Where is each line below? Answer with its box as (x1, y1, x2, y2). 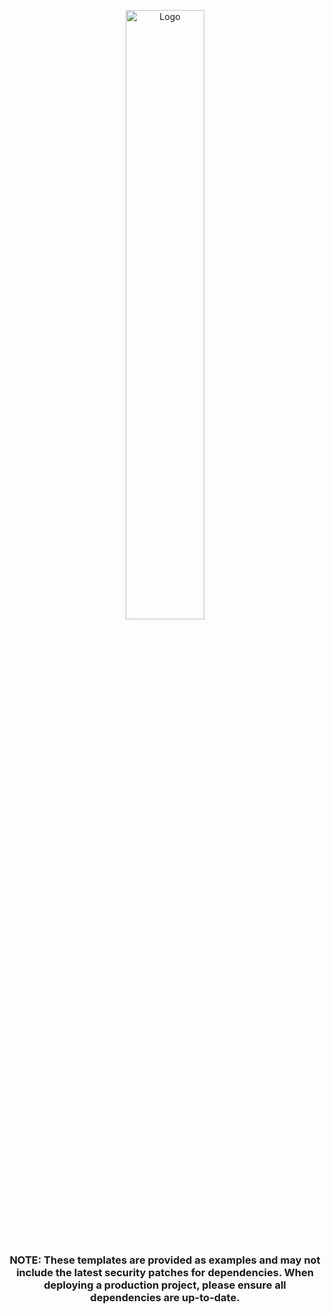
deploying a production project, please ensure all (43, 1278, 287, 1292)
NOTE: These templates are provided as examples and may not (9, 1253, 321, 1267)
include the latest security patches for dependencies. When (16, 1265, 314, 1279)
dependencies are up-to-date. (90, 1290, 240, 1304)
